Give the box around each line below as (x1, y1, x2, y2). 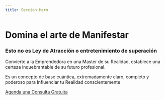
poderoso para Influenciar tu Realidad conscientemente (5, 79, 121, 85)
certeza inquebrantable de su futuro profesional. (5, 64, 106, 70)
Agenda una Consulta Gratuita (5, 89, 68, 95)
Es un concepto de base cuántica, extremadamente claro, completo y (5, 74, 149, 80)
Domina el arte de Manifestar (5, 29, 129, 40)
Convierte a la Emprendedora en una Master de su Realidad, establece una (5, 59, 160, 65)
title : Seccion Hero (5, 7, 49, 13)
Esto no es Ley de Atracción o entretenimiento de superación (5, 47, 157, 54)
